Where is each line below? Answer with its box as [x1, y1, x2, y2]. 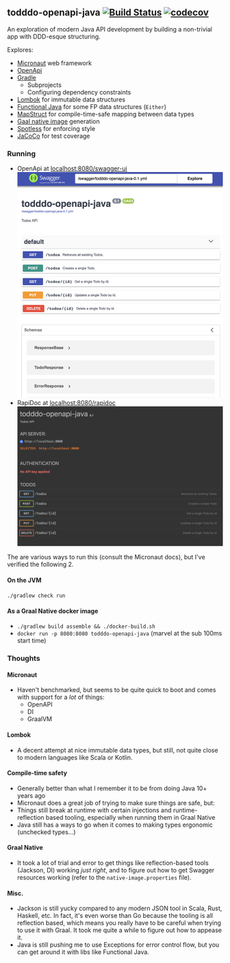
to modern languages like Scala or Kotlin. [16, 753, 133, 761]
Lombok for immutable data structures [16, 95, 125, 103]
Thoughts [7, 654, 40, 663]
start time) [16, 637, 47, 645]
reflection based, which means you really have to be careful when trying [16, 919, 221, 927]
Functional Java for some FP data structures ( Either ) [16, 102, 166, 110]
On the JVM [7, 576, 42, 584]
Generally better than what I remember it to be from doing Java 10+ [16, 784, 207, 792]
